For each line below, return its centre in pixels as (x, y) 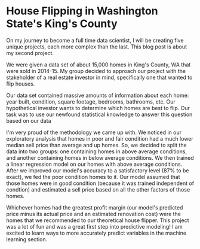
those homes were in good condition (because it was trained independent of (100, 183)
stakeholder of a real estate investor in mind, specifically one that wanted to (99, 77)
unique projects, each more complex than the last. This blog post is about (96, 47)
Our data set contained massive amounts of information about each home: (98, 95)
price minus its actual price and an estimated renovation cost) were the (93, 214)
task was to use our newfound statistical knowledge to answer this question (99, 114)
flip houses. (21, 83)
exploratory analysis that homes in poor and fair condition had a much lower (100, 138)
